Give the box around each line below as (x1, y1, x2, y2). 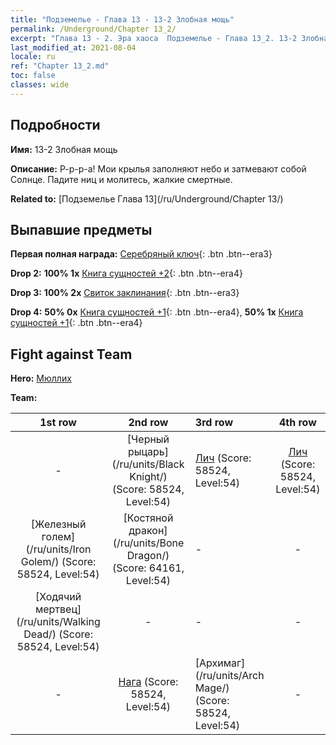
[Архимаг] (194, 656, 246, 670)
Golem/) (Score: (20, 555, 97, 569)
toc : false (10, 71, 56, 81)
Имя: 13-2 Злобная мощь (10, 143, 118, 155)
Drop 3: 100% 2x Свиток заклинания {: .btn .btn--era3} (10, 287, 240, 299)
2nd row (128, 416, 169, 430)
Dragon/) (126, 549, 170, 563)
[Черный (126, 432, 170, 446)
